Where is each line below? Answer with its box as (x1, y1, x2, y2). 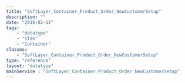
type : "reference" (6, 57, 51, 63)
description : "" (6, 14, 46, 20)
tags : (6, 25, 19, 31)
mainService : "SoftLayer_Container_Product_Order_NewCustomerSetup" (6, 68, 180, 74)
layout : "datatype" (6, 63, 54, 69)
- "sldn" (16, 36, 38, 41)
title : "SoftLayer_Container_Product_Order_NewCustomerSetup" (6, 8, 162, 15)
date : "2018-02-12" (6, 19, 54, 25)
